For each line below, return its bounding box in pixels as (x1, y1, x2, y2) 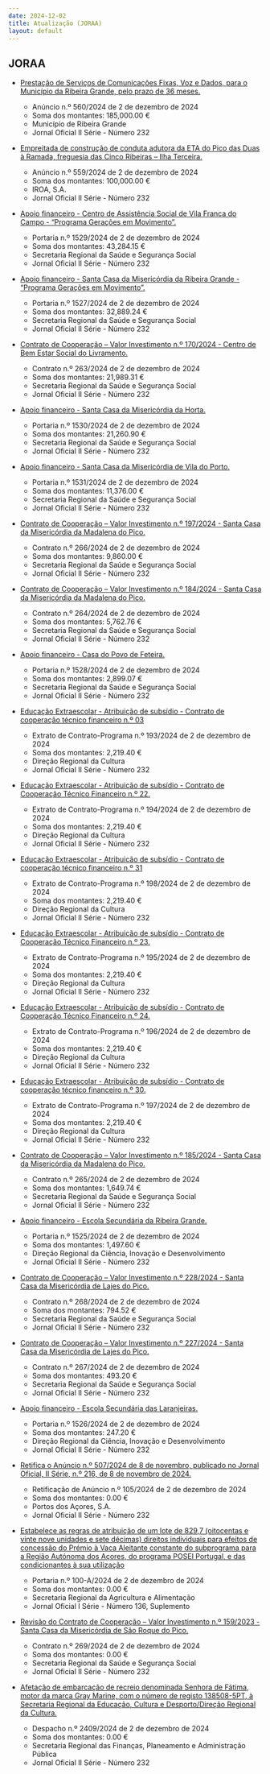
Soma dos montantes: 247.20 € (31, 1428, 137, 1437)
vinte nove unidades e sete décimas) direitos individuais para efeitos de (19, 1535, 258, 1544)
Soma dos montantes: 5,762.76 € (31, 617, 142, 626)
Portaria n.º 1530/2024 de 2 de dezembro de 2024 (31, 420, 201, 431)
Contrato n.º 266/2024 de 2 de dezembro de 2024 (31, 543, 201, 552)
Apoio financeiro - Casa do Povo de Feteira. (19, 650, 166, 660)
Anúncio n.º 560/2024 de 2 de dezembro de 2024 (31, 102, 198, 112)
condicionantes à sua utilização (19, 1560, 125, 1570)
